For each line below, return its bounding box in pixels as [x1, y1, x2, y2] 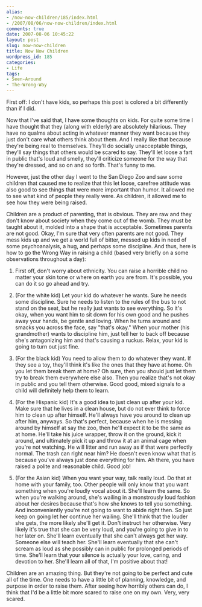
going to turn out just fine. [14, 343, 80, 350]
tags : [6, 71, 20, 77]
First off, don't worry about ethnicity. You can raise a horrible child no [14, 267, 188, 274]
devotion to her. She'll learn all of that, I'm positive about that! [14, 558, 168, 565]
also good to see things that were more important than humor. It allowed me [6, 186, 195, 193]
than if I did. [6, 105, 36, 112]
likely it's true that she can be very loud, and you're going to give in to [14, 526, 189, 533]
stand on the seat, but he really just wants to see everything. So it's [14, 304, 183, 312]
